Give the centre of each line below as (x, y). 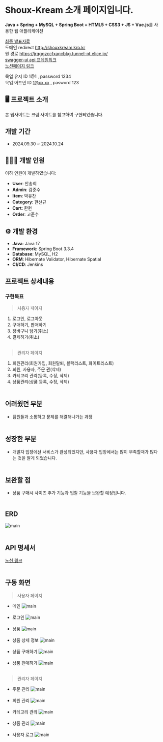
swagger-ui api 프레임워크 (31, 60)
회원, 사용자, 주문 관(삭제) (37, 369)
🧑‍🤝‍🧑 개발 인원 (25, 160)
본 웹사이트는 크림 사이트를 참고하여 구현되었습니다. (54, 114)
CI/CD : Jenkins (27, 264)
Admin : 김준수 (26, 190)
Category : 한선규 (29, 202)
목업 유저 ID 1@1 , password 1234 (38, 76)
